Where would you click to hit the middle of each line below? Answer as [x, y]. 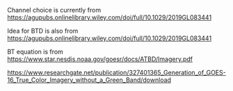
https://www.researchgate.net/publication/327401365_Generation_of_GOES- [116, 73]
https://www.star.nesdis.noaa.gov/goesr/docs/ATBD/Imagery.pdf [100, 59]
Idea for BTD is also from [43, 31]
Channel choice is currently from [54, 10]
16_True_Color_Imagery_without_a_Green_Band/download [89, 80]
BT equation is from [35, 52]
